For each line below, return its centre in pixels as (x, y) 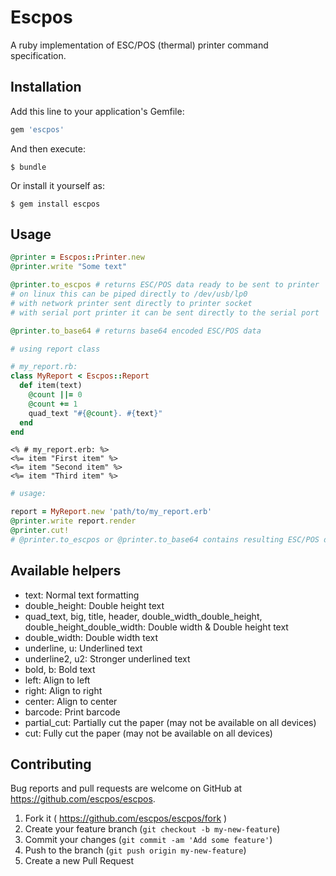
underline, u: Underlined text (83, 648)
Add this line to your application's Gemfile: (97, 111)
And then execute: (48, 148)
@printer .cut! (40, 531)
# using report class (55, 349)
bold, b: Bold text (60, 669)
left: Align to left (57, 680)
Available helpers (66, 571)
